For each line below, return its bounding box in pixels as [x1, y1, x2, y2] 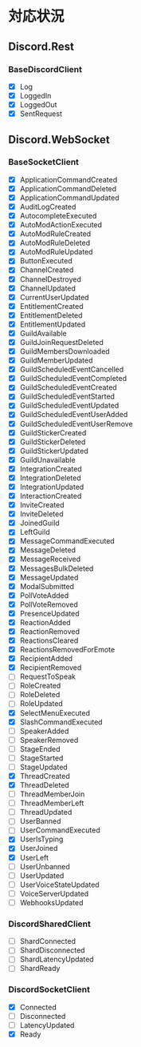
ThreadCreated [19, 771, 70, 780]
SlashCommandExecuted [19, 717, 103, 727]
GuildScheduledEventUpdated [19, 401, 119, 411]
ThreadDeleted [19, 780, 69, 789]
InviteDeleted [19, 509, 64, 519]
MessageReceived [19, 554, 81, 564]
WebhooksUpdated [19, 897, 84, 907]
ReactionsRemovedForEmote [19, 645, 116, 655]
